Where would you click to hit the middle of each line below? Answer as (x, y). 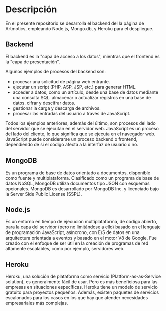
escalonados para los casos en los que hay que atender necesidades (77, 298)
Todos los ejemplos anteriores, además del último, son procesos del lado (81, 123)
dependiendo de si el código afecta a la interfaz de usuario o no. (72, 144)
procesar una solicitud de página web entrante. (61, 81)
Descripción (31, 9)
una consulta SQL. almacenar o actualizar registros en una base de (82, 97)
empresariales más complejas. (37, 303)
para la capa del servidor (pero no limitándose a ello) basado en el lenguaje (83, 227)
